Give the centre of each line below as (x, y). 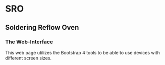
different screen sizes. (29, 58)
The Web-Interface (29, 42)
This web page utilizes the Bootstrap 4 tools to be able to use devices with (82, 52)
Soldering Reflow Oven (42, 27)
